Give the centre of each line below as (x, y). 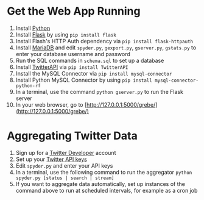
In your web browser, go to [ (51, 104)
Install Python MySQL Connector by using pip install (84, 80)
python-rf (28, 86)
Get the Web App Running (74, 11)
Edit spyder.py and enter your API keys (64, 165)
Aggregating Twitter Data (72, 136)
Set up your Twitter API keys (51, 159)
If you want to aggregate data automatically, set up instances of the (100, 184)
